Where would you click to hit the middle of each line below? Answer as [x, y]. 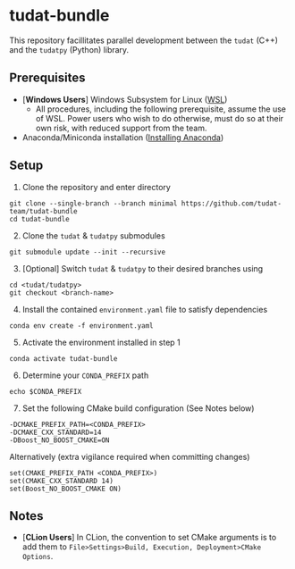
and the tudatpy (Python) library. [69, 49]
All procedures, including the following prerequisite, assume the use [160, 109]
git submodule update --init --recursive [88, 252]
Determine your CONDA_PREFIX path [85, 375]
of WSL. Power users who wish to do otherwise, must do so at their [160, 118]
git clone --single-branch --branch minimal [93, 203]
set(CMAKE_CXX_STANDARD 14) [62, 481]
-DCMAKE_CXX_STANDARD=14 [55, 432]
